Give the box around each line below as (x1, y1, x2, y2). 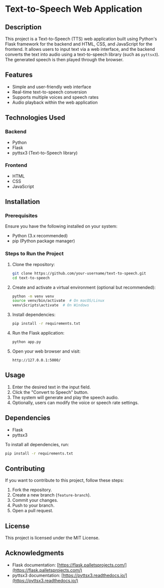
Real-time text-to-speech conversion (12, 89, 87, 95)
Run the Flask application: (12, 330, 65, 336)
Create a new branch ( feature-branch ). (12, 492, 91, 498)
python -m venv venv (12, 294, 54, 299)
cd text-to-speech (12, 275, 50, 280)
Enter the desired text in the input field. (12, 384, 91, 390)
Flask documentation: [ (12, 562, 59, 568)
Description (5, 23, 42, 31)
